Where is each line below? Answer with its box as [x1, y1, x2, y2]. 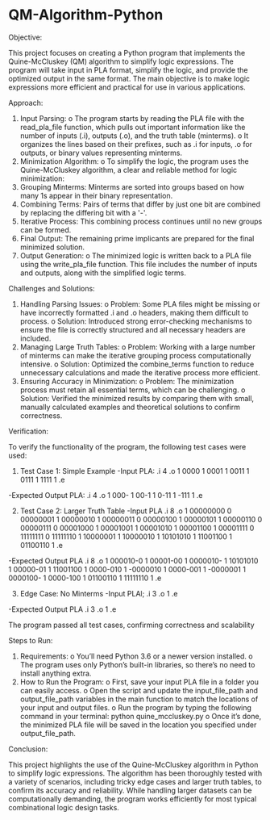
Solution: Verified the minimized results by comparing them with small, [19, 393, 255, 403]
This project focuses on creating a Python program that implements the [8, 48, 246, 57]
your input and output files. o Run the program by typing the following [19, 702, 252, 712]
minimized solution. [19, 242, 85, 252]
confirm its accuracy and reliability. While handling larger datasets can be [8, 785, 252, 795]
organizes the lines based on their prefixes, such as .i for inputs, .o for [19, 139, 252, 149]
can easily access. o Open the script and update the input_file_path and [19, 685, 259, 695]
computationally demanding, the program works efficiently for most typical [8, 793, 257, 804]
